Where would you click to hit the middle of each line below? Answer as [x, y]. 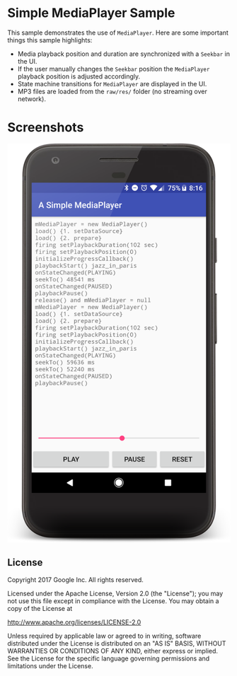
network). [31, 99]
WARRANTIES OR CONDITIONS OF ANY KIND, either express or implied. [112, 651]
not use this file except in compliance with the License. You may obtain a [113, 601]
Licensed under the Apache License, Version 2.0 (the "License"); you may [115, 593]
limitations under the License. [50, 665]
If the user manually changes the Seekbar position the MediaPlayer [114, 69]
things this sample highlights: [50, 40]
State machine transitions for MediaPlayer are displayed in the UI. [112, 83]
